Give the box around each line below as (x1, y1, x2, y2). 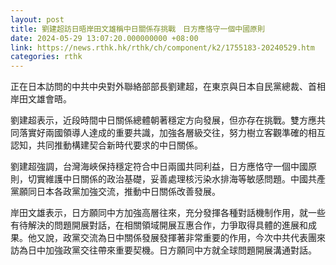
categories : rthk (10, 52, 83, 62)
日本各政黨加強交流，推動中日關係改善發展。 (36, 186, 221, 198)
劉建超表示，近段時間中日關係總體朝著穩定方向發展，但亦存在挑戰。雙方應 (10, 114, 317, 126)
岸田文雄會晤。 (10, 93, 72, 105)
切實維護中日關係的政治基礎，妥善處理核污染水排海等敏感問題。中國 (27, 173, 308, 185)
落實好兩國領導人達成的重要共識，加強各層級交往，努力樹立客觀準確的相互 (18, 127, 326, 139)
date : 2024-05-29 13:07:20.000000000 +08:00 (10, 33, 199, 43)
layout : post (10, 14, 65, 25)
